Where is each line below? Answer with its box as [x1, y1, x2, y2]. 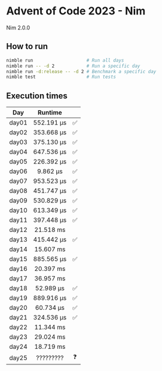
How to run [6, 41, 48, 52]
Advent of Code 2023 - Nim [6, 4, 146, 18]
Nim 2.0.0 [6, 24, 30, 31]
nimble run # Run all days [6, 57, 124, 64]
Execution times [6, 91, 68, 101]
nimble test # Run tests [6, 74, 117, 80]
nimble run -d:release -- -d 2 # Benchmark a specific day [6, 68, 157, 74]
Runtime [38, 108, 63, 117]
